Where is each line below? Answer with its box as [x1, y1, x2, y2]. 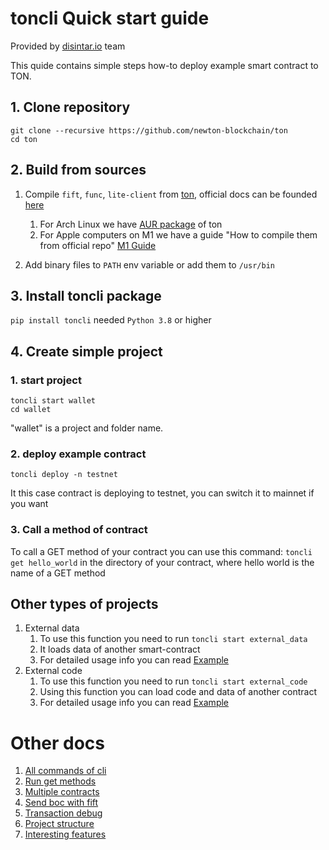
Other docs [10, 732, 106, 754]
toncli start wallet [10, 396, 97, 406]
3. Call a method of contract [10, 523, 148, 537]
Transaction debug [24, 807, 103, 819]
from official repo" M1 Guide [39, 239, 157, 251]
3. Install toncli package [10, 287, 162, 304]
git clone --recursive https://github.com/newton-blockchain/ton [10, 125, 288, 136]
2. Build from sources [10, 162, 147, 179]
